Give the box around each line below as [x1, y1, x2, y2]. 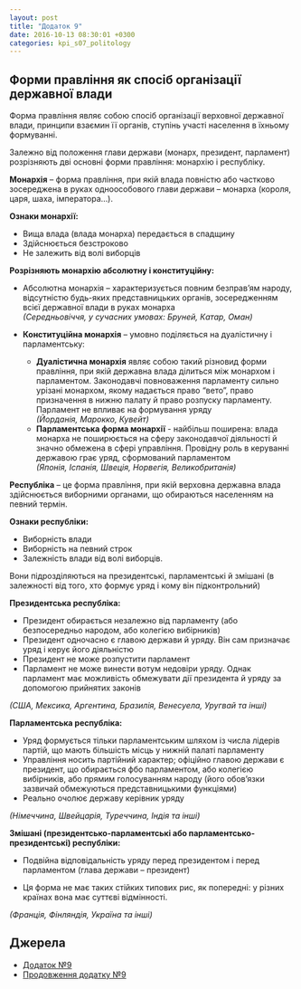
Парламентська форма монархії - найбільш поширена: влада [35, 423, 278, 434]
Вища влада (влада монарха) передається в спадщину [22, 228, 235, 240]
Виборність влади [22, 534, 92, 545]
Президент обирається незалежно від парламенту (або [22, 615, 238, 626]
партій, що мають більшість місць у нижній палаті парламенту [22, 745, 265, 756]
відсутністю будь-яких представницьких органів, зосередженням [22, 292, 278, 303]
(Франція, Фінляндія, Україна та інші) [9, 909, 154, 920]
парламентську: [22, 338, 86, 349]
